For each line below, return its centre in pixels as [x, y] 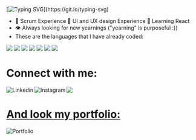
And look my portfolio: [64, 114]
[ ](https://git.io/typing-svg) [57, 9]
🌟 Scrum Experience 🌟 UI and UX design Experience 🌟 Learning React [102, 21]
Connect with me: [52, 73]
